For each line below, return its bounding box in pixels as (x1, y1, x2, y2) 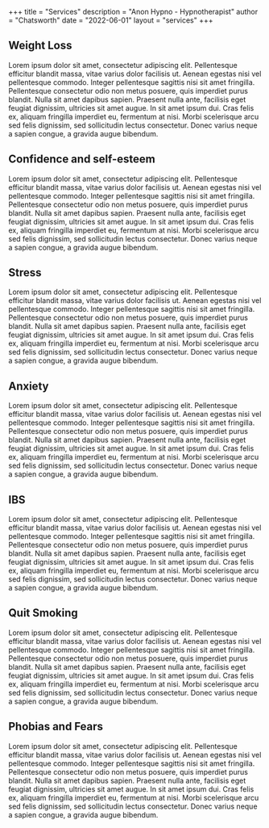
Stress (8, 266, 42, 280)
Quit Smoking (8, 606, 78, 620)
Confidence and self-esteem (8, 153, 155, 166)
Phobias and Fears (8, 720, 103, 733)
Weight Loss (8, 39, 72, 53)
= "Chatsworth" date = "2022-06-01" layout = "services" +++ (8, 15, 213, 25)
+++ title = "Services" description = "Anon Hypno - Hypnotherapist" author (8, 7, 259, 16)
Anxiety (8, 379, 49, 393)
